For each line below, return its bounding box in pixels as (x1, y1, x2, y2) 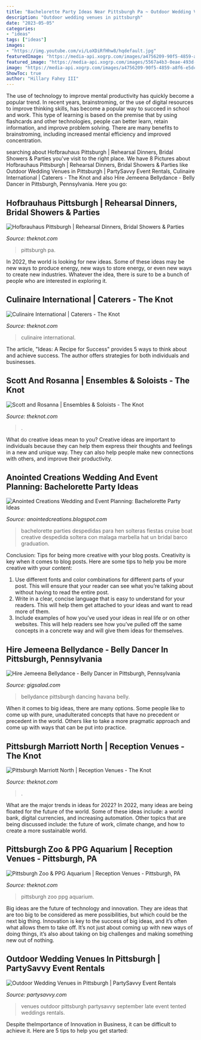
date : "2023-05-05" (6, 20, 55, 26)
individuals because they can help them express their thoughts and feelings (6, 442, 193, 449)
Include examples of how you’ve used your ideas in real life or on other (14, 614, 190, 621)
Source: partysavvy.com (6, 991, 67, 998)
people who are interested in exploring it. (6, 277, 108, 284)
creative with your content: (6, 564, 73, 572)
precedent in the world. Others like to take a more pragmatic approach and (6, 718, 190, 725)
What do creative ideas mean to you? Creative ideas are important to (6, 436, 176, 443)
